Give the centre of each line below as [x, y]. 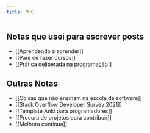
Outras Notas [32, 83]
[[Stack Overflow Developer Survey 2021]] [68, 105]
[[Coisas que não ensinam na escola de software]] [78, 98]
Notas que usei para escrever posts [75, 37]
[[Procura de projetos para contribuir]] [63, 118]
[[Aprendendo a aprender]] [49, 51]
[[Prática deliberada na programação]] [63, 64]
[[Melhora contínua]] [41, 124]
